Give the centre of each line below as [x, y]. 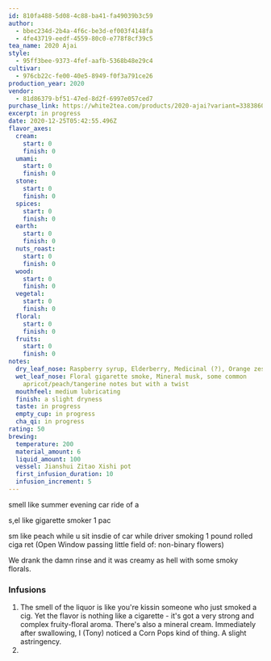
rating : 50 [27, 429]
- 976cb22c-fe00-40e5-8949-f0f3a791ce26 [84, 76]
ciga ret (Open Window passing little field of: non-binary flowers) [116, 544]
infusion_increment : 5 [54, 482]
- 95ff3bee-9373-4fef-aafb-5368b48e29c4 [84, 61]
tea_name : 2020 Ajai [43, 46]
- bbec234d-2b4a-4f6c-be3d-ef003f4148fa [84, 31]
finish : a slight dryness [59, 399]
